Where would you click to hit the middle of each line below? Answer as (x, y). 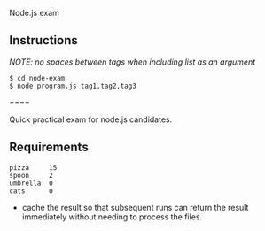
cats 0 (31, 191)
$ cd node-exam (37, 78)
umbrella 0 (31, 183)
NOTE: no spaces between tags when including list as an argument (132, 62)
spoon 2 (31, 175)
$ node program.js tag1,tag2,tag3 (73, 86)
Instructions (43, 40)
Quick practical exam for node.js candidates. (91, 119)
